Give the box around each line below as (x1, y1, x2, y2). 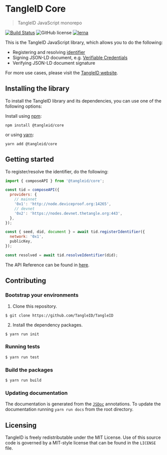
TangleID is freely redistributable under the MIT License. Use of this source (5, 434, 161, 440)
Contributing (5, 277, 46, 285)
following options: (5, 103, 42, 109)
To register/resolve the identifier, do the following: (5, 168, 109, 174)
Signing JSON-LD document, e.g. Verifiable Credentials (12, 54, 128, 61)
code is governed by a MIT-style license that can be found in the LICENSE (5, 440, 156, 446)
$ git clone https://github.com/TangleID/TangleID (5, 313, 114, 318)
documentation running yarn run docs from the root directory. (5, 406, 134, 413)
